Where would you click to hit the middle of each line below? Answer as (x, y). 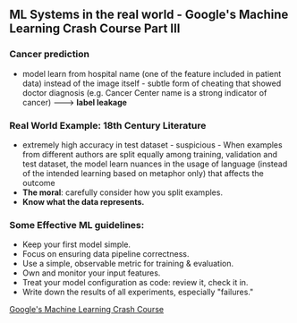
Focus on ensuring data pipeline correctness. (106, 254)
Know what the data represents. (83, 201)
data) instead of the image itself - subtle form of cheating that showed (152, 83)
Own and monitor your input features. (91, 273)
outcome (38, 183)
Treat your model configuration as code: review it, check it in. (135, 283)
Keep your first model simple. (76, 244)
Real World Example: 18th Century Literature (108, 125)
